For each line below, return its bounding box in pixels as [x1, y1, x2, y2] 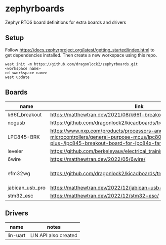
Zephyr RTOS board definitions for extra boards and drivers [5, 19, 126, 25]
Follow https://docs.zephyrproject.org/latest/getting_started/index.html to [5, 47, 155, 52]
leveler [7, 147, 24, 154]
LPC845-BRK [7, 133, 40, 140]
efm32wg [7, 170, 31, 177]
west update [5, 75, 30, 80]
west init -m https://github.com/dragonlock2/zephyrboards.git [5, 61, 138, 67]
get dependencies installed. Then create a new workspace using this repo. [5, 52, 157, 58]
